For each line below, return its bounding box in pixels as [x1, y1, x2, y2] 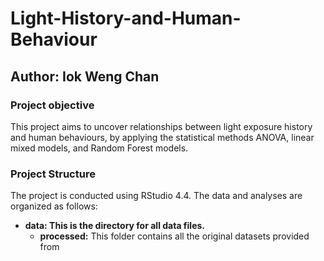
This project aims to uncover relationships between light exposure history [10, 120, 313, 132]
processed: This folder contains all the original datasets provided [39, 230, 310, 242]
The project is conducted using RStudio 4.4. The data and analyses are [10, 190, 303, 202]
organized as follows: [10, 200, 98, 212]
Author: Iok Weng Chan [10, 68, 160, 85]
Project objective [10, 98, 95, 112]
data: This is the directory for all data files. [24, 220, 205, 232]
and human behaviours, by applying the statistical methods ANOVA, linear [10, 131, 315, 143]
